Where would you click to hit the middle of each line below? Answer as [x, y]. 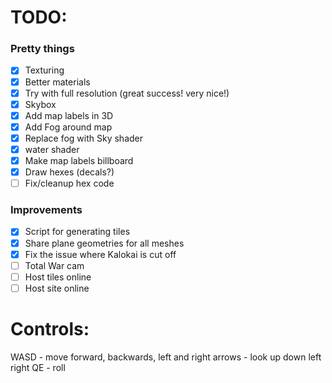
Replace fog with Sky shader [84, 138]
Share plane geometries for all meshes [104, 243]
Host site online [57, 288]
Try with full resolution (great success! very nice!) [127, 93]
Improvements [46, 210]
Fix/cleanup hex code [69, 183]
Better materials [57, 82]
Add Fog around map [68, 127]
